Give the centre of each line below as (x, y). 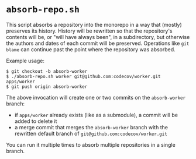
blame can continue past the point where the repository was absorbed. (91, 49)
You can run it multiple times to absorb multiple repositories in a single (91, 144)
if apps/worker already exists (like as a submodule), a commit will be (96, 115)
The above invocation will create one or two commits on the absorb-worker (96, 97)
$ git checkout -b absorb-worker (47, 71)
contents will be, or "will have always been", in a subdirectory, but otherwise (98, 37)
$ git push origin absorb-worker (47, 86)
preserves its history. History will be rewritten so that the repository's (89, 31)
